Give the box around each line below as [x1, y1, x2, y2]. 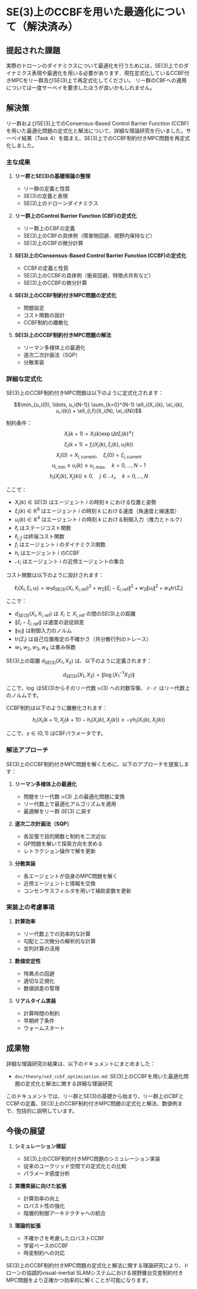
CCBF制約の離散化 [23, 319, 69, 326]
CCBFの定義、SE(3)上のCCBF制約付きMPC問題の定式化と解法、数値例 [6, 1099, 178, 1107]
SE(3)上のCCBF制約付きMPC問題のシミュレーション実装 [23, 1155, 161, 1162]
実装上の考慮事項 [6, 903, 55, 912]
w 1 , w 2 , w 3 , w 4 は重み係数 [14, 644, 76, 652]
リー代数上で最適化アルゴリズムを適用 [23, 800, 116, 807]
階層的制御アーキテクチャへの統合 [23, 1210, 106, 1217]
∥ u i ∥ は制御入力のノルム [14, 627, 72, 635]
